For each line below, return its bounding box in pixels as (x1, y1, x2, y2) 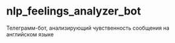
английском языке (6, 30, 54, 38)
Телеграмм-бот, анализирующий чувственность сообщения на (6, 24, 170, 31)
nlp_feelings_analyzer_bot (6, 4, 141, 18)
